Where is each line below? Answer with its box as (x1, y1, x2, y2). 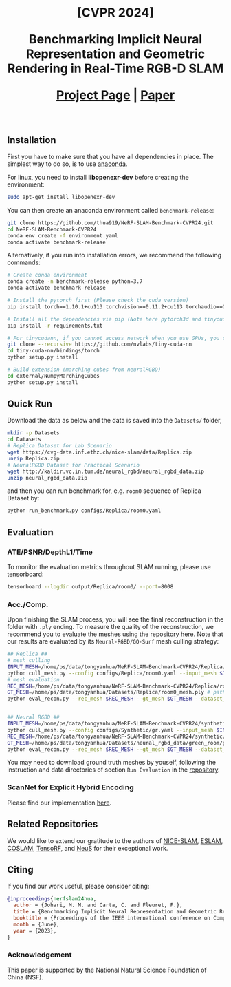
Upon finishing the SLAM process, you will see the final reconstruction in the (7, 615, 224, 624)
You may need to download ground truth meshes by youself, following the (7, 758, 217, 767)
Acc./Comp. (7, 599, 49, 609)
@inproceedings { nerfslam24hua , (7, 895, 97, 902)
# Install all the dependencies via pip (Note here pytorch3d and (7, 315, 201, 323)
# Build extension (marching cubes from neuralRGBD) (7, 366, 162, 373)
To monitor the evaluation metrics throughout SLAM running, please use (7, 563, 211, 571)
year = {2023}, (13, 927, 57, 934)
